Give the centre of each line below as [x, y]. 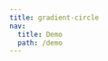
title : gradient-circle [54, 17]
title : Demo [40, 34]
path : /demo [40, 43]
